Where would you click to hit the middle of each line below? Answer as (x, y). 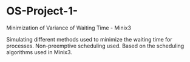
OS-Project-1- (42, 11)
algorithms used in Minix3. (39, 52)
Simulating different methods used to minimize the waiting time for (89, 39)
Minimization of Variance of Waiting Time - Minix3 (69, 28)
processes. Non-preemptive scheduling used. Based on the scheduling (95, 46)
